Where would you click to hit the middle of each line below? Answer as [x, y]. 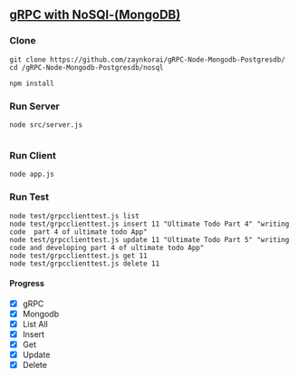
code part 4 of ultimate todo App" [78, 232]
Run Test [29, 197]
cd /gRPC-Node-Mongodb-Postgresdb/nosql [87, 67]
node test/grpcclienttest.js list [75, 216]
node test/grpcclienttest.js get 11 [78, 256]
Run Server [35, 106]
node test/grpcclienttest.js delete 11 [85, 263]
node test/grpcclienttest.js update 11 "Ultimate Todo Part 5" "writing [149, 239]
